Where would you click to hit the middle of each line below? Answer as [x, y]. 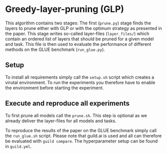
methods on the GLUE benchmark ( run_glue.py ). [55, 49]
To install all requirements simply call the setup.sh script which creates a [80, 77]
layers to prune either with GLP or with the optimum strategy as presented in [83, 28]
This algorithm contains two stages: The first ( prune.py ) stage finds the [78, 23]
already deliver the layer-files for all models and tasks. [61, 121]
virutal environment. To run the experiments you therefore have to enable [80, 82]
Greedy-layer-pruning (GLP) [65, 9]
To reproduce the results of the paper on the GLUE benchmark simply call [81, 130]
